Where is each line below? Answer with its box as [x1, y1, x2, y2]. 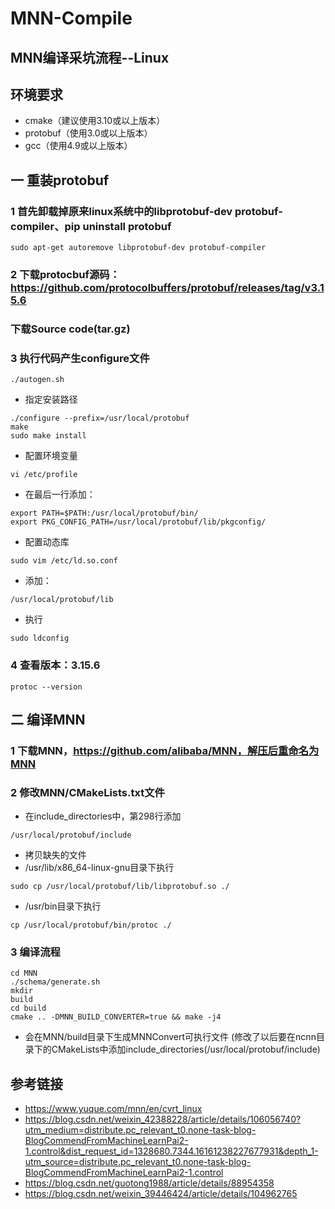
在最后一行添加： [24, 488, 96, 501]
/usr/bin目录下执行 [24, 900, 102, 912]
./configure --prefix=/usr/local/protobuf [10, 413, 190, 424]
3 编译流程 [10, 945, 61, 959]
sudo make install [10, 431, 87, 441]
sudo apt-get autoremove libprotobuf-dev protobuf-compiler [10, 243, 267, 253]
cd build [10, 1003, 47, 1014]
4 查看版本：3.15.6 [10, 658, 101, 672]
